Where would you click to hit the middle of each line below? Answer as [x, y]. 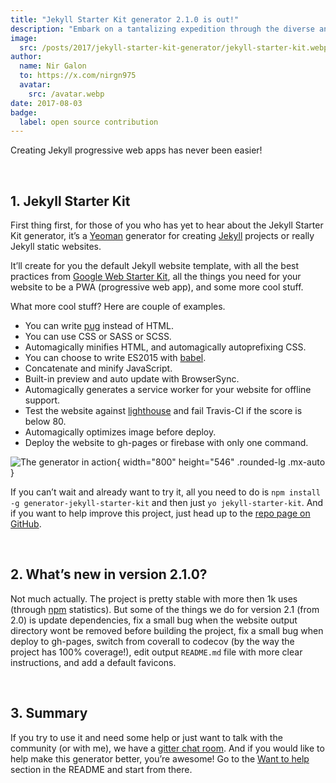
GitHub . [26, 524]
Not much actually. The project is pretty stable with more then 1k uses [154, 598]
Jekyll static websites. [56, 247]
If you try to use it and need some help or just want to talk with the [146, 737]
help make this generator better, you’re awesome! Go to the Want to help [160, 758]
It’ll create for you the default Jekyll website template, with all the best [155, 266]
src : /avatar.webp [66, 94]
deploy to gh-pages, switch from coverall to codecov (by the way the [152, 641]
